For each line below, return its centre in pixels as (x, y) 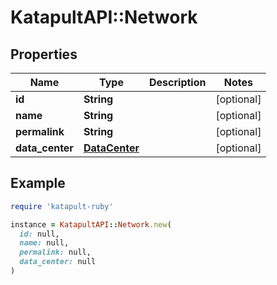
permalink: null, (55, 252)
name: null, (44, 243)
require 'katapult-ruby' (62, 206)
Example (38, 183)
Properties (44, 54)
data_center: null (58, 262)
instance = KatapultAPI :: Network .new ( (91, 224)
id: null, (39, 234)
